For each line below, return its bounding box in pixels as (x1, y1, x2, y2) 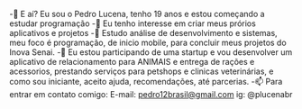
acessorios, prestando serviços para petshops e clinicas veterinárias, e (9, 66, 274, 77)
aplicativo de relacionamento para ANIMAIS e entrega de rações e (9, 57, 255, 67)
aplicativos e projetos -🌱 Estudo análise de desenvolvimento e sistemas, (9, 28, 278, 38)
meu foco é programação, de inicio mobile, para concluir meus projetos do (9, 37, 287, 48)
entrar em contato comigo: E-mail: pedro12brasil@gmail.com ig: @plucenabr (9, 89, 293, 99)
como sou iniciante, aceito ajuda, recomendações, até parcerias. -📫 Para (9, 77, 283, 86)
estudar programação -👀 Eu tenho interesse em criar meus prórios (9, 18, 257, 29)
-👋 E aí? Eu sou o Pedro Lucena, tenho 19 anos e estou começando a (9, 9, 265, 19)
